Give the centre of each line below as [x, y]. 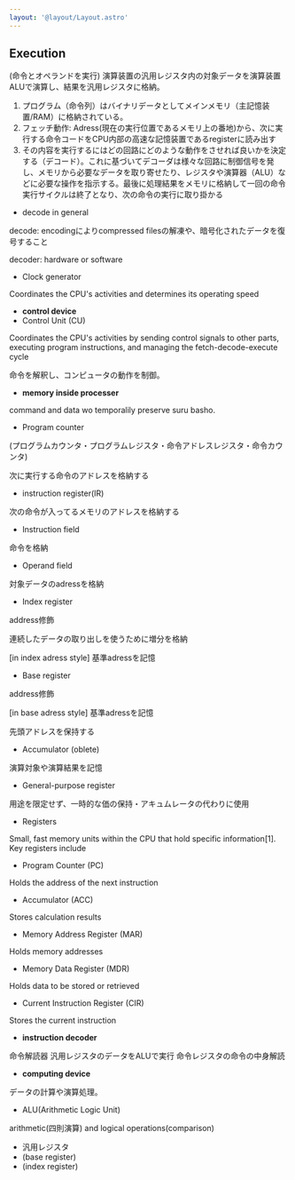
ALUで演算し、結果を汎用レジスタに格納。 [87, 87]
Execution [38, 54]
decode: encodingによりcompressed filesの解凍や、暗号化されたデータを [144, 231]
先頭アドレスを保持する [52, 732]
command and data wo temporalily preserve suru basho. [112, 411]
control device [49, 311]
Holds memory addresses [56, 952]
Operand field [47, 566]
